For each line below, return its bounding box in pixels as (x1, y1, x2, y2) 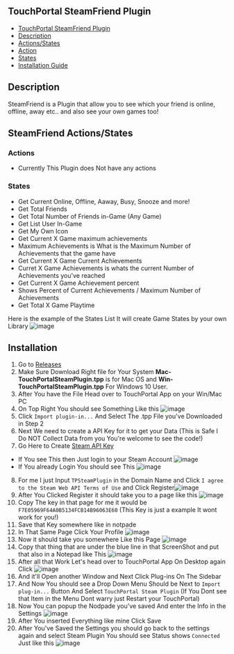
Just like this (17, 639, 54, 647)
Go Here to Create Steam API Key (17, 442, 114, 450)
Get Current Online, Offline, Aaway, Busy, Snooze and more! (17, 197, 190, 205)
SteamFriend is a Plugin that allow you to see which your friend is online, (8, 100, 216, 108)
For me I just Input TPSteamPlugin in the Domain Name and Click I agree (17, 476, 224, 485)
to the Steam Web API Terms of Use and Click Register (17, 483, 175, 492)
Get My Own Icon (17, 226, 69, 235)
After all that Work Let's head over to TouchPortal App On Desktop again (17, 557, 226, 566)
